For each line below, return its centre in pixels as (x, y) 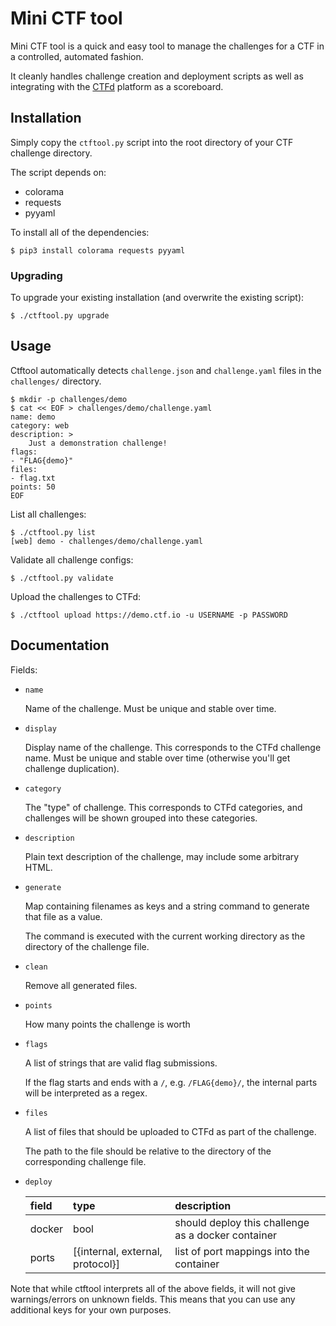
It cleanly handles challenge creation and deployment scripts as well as (157, 76)
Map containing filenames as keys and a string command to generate (167, 906)
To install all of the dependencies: (80, 232)
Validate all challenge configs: (72, 559)
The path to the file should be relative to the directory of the (148, 1151)
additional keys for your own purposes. (91, 1309)
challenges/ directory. (56, 381)
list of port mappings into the (242, 1251)
